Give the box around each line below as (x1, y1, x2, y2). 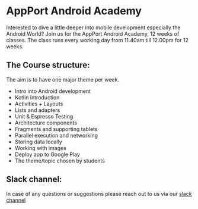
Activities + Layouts (14, 100, 63, 107)
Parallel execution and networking (14, 132, 98, 139)
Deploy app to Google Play (14, 151, 80, 158)
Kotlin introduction (14, 93, 60, 101)
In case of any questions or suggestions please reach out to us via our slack (6, 190, 192, 197)
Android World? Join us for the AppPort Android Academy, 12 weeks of (6, 30, 180, 37)
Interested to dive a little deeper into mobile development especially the (6, 24, 181, 31)
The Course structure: (6, 60, 90, 70)
